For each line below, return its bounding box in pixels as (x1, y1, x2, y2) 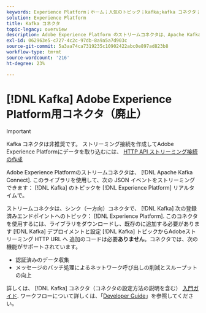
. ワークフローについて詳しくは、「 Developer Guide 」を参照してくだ (17, 292, 189, 299)
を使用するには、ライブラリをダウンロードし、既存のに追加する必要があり (6, 220, 194, 228)
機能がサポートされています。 (6, 243, 82, 250)
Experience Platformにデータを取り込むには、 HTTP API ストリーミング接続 (6, 148, 198, 155)
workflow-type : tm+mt (6, 49, 62, 55)
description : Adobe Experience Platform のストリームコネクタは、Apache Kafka (6, 32, 201, 38)
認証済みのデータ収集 (15, 256, 69, 264)
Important (6, 128, 31, 135)
